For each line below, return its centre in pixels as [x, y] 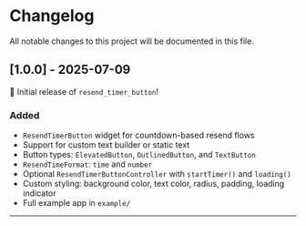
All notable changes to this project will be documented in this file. [132, 41]
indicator [39, 193]
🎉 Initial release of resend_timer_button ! [84, 91]
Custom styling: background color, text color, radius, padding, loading [153, 184]
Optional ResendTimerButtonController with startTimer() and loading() [157, 174]
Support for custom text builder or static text [106, 145]
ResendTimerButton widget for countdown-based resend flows [138, 135]
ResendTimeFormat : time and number [87, 164]
